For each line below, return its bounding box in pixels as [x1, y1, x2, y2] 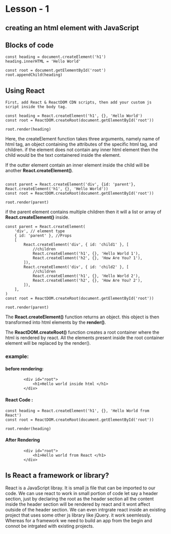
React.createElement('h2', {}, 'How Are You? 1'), [32, 256, 143, 261]
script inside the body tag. [5, 105, 67, 110]
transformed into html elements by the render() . [5, 319, 106, 325]
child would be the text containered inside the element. [5, 152, 121, 158]
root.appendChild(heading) [5, 72, 63, 77]
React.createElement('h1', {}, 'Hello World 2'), [32, 274, 140, 279]
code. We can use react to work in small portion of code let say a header [5, 490, 158, 496]
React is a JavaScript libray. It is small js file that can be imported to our [5, 485, 156, 491]
